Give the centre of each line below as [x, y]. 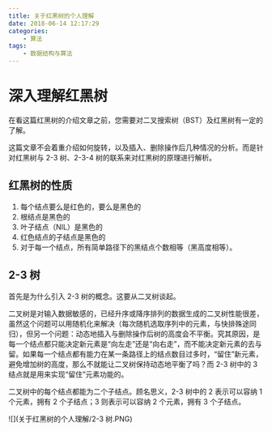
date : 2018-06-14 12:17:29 [54, 23]
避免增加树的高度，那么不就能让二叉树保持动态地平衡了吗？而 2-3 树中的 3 [133, 364]
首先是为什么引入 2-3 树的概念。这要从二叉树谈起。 [94, 296]
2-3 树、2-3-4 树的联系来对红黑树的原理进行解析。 [131, 157]
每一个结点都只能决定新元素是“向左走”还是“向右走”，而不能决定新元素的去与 [135, 344]
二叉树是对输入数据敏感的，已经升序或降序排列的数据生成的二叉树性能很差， [136, 314]
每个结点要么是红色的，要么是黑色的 [81, 207]
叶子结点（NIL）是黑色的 [62, 227]
